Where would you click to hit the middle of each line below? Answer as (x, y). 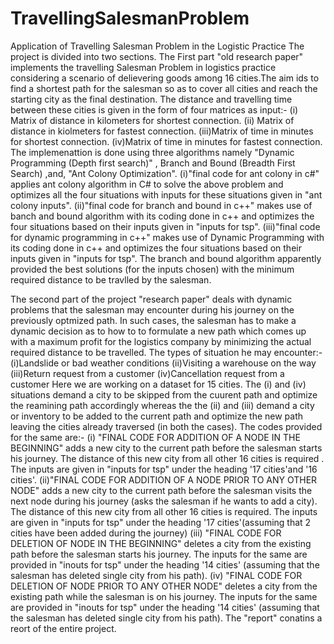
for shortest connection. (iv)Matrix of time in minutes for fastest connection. (166, 141)
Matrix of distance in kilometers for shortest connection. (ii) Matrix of (152, 120)
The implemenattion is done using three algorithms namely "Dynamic (152, 152)
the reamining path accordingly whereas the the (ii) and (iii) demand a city (162, 405)
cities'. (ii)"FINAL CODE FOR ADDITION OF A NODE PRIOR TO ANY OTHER (164, 479)
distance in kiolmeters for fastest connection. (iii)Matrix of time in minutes (162, 131)
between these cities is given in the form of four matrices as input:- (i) (154, 109)
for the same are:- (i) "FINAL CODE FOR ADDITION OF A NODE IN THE (155, 437)
